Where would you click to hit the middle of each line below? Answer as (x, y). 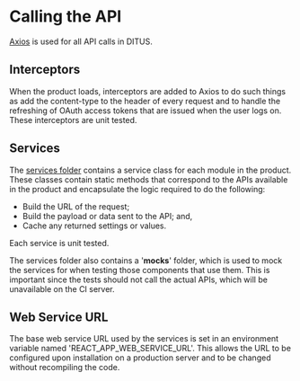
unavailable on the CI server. (62, 288)
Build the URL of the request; (76, 206)
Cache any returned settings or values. (94, 226)
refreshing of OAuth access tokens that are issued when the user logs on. (146, 111)
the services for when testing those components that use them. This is (140, 270)
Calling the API (66, 17)
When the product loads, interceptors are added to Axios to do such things (147, 91)
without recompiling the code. (65, 368)
